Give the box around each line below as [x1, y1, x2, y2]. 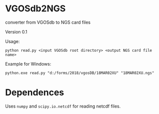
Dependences [5, 87, 65, 98]
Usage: [5, 38, 20, 44]
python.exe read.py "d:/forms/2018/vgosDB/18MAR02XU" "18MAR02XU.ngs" [5, 70, 155, 76]
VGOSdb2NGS [5, 3, 66, 14]
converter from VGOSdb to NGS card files [5, 19, 91, 25]
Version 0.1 [5, 29, 27, 35]
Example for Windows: [5, 61, 51, 67]
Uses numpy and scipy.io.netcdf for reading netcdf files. [5, 103, 121, 109]
